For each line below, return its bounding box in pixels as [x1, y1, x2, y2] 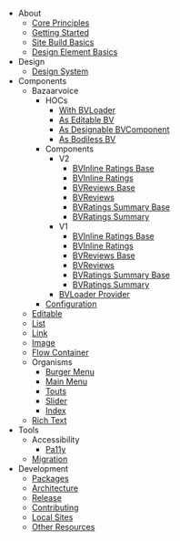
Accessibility [31, 434, 80, 445]
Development [17, 463, 69, 473]
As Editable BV [58, 114, 115, 125]
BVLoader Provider [58, 289, 130, 299]
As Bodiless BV [58, 134, 116, 144]
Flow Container [31, 347, 89, 358]
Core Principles [31, 17, 90, 28]
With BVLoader [58, 105, 116, 115]
